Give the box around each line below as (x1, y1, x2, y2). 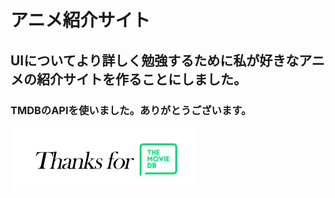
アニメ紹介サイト (10, 9, 151, 32)
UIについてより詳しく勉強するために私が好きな (10, 52, 300, 69)
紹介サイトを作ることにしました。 (36, 71, 247, 88)
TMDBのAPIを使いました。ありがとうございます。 (10, 103, 252, 117)
